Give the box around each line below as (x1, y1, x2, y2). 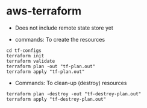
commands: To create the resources (14, 36, 105, 43)
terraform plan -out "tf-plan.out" (6, 63, 96, 69)
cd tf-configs (6, 47, 42, 54)
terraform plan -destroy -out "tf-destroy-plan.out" (6, 91, 142, 97)
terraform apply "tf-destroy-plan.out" (6, 96, 107, 102)
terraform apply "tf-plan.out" (6, 68, 85, 75)
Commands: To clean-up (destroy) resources (14, 79, 127, 86)
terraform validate (6, 58, 55, 64)
